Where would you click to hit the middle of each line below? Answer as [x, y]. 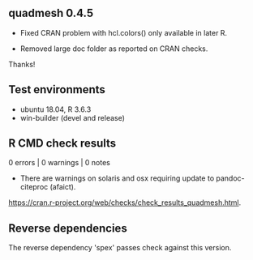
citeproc [34, 187]
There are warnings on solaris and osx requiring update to [117, 178]
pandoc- [230, 178]
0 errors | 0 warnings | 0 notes [60, 163]
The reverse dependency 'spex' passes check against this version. [120, 248]
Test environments [57, 90]
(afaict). [63, 187]
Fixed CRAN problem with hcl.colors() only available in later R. [124, 32]
